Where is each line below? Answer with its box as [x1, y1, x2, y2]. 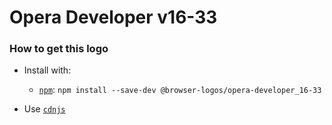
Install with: [23, 64, 72, 76]
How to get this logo [9, 42, 109, 56]
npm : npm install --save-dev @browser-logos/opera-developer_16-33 [38, 84, 322, 96]
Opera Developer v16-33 [9, 6, 218, 29]
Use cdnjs [23, 103, 66, 115]
